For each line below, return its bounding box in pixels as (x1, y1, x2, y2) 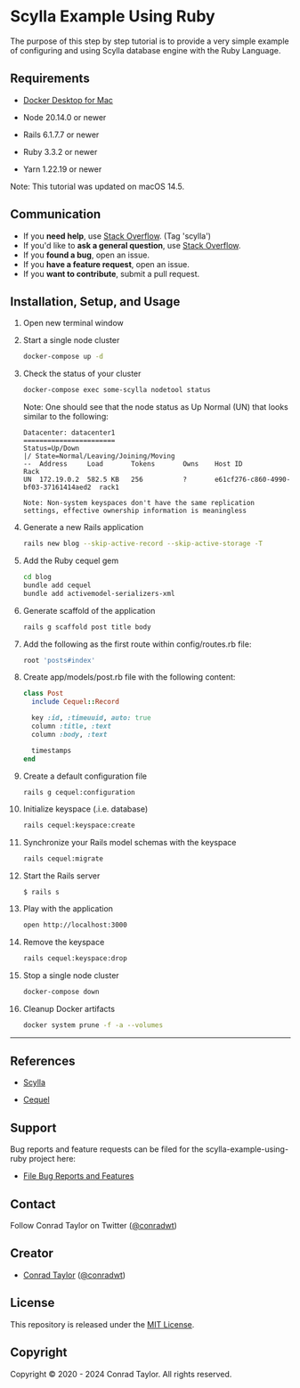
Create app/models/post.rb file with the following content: (22, 672, 236, 682)
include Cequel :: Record (31, 698, 119, 706)
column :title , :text (31, 722, 112, 731)
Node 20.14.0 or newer (22, 111, 107, 122)
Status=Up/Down (22, 444, 80, 453)
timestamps (31, 746, 72, 755)
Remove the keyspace (22, 937, 105, 947)
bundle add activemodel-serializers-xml (22, 589, 175, 598)
